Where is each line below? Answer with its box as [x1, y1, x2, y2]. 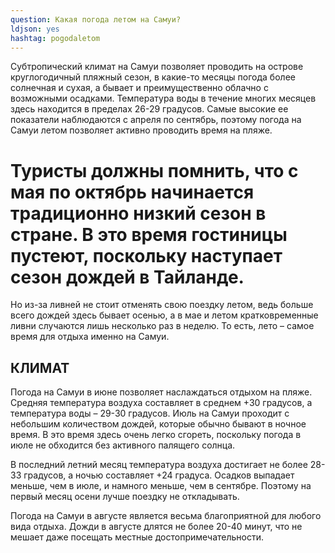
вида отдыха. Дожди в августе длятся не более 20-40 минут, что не [10, 521, 303, 533]
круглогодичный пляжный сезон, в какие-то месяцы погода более [10, 71, 296, 83]
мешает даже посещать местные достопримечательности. [10, 531, 264, 543]
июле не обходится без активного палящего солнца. [10, 439, 236, 451]
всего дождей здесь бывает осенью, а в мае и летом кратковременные [10, 309, 319, 321]
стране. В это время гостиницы [10, 223, 288, 246]
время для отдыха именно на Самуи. [10, 331, 170, 343]
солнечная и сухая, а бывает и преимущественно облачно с [10, 82, 269, 94]
